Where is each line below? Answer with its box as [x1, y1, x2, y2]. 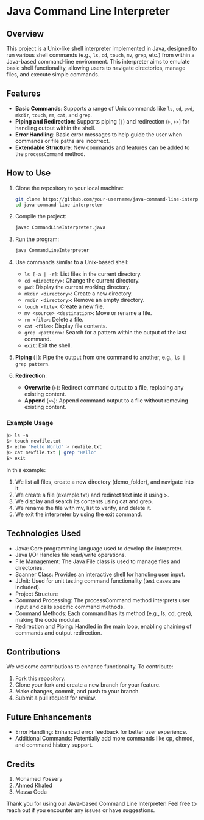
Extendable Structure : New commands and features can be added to [15, 144, 190, 151]
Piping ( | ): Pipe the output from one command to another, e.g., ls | [15, 353, 186, 361]
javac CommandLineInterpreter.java [15, 224, 106, 231]
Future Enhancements [6, 712, 93, 722]
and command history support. [15, 741, 93, 748]
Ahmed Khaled [15, 781, 53, 789]
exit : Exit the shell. [24, 342, 72, 349]
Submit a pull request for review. [15, 694, 97, 701]
